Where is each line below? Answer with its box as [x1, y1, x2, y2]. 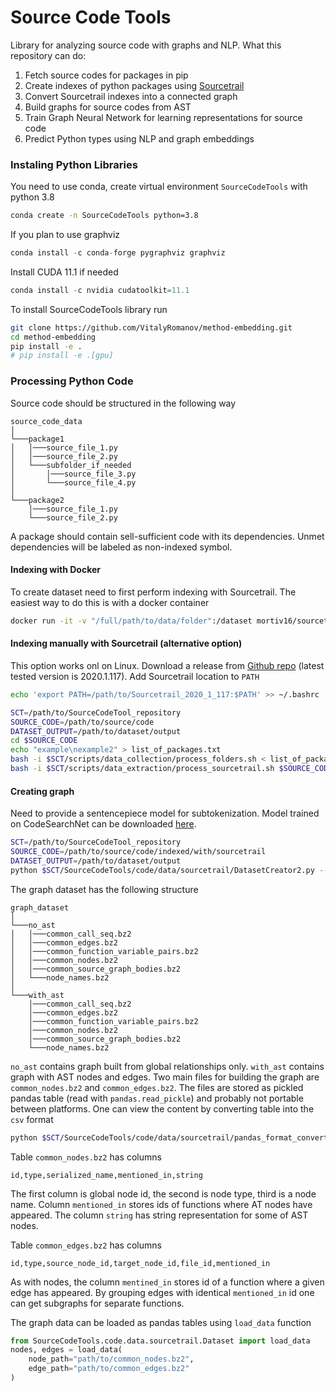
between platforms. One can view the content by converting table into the [10, 1102, 315, 1115]
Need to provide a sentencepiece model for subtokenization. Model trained [10, 807, 320, 820]
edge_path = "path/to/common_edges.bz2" [28, 1364, 190, 1374]
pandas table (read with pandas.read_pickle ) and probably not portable [10, 1092, 304, 1104]
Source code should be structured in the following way [10, 397, 237, 409]
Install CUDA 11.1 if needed [10, 266, 119, 278]
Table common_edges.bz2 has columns [10, 1239, 162, 1251]
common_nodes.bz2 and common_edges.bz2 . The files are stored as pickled [10, 1081, 304, 1093]
